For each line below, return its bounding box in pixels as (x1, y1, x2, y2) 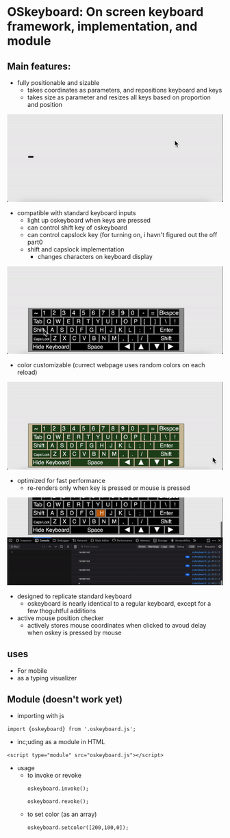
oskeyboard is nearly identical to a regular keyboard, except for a (27, 599, 212, 607)
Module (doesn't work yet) (7, 693, 123, 706)
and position (27, 101, 63, 108)
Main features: (7, 60, 71, 72)
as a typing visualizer (16, 674, 77, 682)
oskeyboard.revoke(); (27, 798, 89, 805)
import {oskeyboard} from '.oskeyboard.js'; (7, 726, 136, 733)
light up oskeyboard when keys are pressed (27, 216, 151, 224)
